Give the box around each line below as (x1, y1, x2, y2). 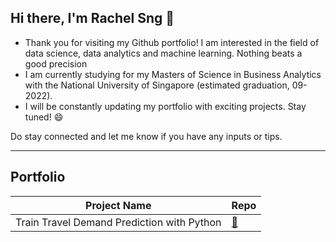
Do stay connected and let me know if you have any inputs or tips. (10, 130, 283, 142)
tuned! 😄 (24, 111, 64, 123)
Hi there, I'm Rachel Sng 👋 (10, 10, 175, 27)
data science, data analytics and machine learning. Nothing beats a (24, 47, 303, 59)
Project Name (85, 198, 152, 212)
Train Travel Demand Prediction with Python (15, 215, 222, 229)
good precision (24, 57, 88, 70)
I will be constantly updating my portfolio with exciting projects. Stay (24, 100, 307, 112)
